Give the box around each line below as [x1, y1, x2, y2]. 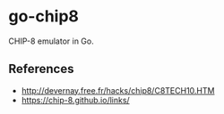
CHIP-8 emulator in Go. [8, 36, 95, 46]
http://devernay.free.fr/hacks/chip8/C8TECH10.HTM [21, 85, 215, 95]
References [8, 61, 74, 77]
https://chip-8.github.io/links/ [21, 94, 131, 105]
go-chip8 [8, 6, 80, 27]
